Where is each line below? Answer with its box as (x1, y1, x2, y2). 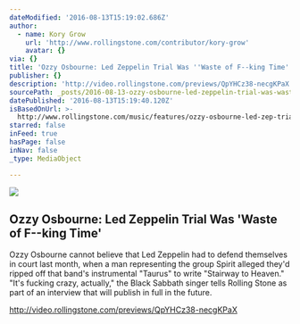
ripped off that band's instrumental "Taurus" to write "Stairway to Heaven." (9, 269, 285, 279)
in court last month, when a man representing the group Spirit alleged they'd (9, 259, 290, 270)
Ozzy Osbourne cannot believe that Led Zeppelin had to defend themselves (9, 249, 288, 260)
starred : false (9, 121, 66, 130)
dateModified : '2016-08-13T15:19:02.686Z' (9, 12, 170, 22)
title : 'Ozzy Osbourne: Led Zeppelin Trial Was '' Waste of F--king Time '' (9, 63, 294, 72)
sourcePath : (9, 87, 54, 96)
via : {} (9, 54, 38, 63)
